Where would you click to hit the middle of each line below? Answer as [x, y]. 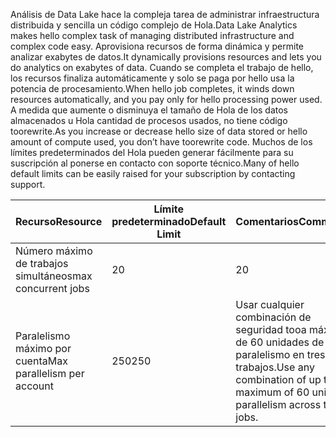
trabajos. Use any [275, 367]
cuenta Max [41, 361]
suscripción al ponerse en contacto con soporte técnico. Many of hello [155, 163]
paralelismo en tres [280, 354]
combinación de [273, 317]
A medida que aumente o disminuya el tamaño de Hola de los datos [149, 110]
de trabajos [42, 263]
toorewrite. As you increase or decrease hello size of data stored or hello [159, 131]
